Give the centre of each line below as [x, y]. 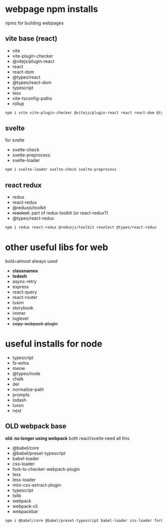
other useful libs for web [57, 247]
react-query [25, 292]
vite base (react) [31, 39]
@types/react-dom [32, 82]
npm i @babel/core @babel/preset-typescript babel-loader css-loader [79, 521]
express [20, 286]
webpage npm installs [52, 9]
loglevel [20, 318]
